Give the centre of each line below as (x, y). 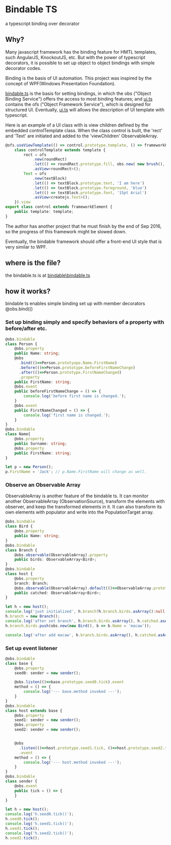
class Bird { (19, 526)
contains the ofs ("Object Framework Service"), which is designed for (78, 104)
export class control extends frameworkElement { (59, 207)
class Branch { (21, 550)
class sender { (21, 781)
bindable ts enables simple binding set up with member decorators (75, 304)
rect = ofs (35, 155)
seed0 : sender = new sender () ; (48, 673)
